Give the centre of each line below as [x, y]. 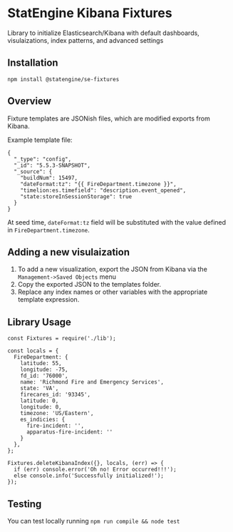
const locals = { [33, 351]
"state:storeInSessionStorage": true [76, 196]
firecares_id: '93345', [56, 395]
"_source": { [33, 172]
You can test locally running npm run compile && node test [94, 521]
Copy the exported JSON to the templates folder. [89, 285]
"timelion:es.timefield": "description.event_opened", [103, 190]
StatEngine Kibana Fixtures [90, 13]
